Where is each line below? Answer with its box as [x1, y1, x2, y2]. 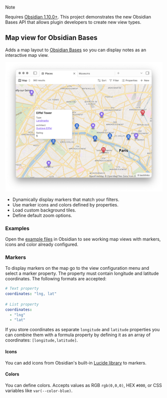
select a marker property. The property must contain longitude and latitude [5, 270, 159, 276]
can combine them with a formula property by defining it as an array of [5, 332, 151, 338]
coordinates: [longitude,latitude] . [5, 337, 78, 343]
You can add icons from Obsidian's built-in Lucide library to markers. [5, 360, 147, 366]
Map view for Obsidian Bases [5, 33, 98, 42]
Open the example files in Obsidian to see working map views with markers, [5, 236, 161, 242]
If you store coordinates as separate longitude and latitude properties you [5, 327, 160, 333]
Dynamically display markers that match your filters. [12, 197, 120, 202]
